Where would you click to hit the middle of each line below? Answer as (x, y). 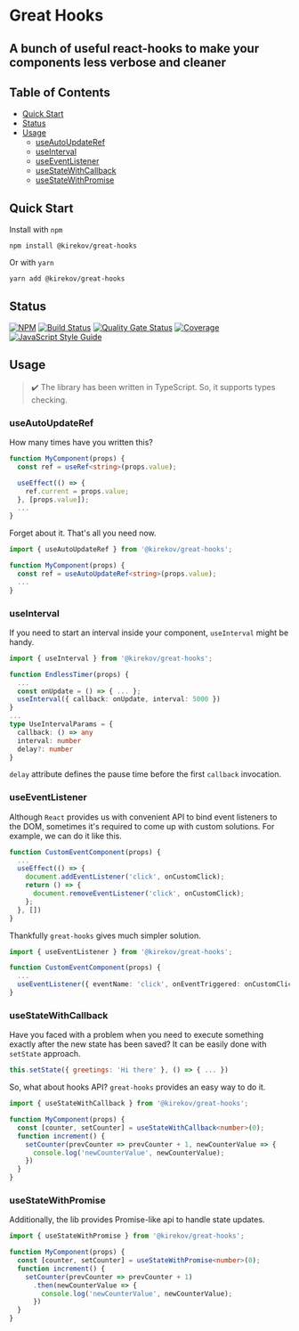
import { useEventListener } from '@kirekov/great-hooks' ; (121, 951)
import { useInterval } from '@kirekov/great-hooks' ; (111, 658)
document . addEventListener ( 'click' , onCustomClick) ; (125, 877)
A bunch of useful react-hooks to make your (134, 49)
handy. (22, 641)
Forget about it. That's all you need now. (83, 533)
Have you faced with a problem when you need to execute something (137, 1035)
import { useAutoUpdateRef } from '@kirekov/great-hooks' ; (121, 550)
